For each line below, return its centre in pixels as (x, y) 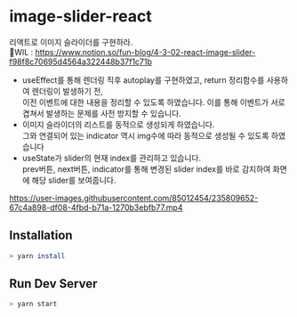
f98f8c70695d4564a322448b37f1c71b (81, 61)
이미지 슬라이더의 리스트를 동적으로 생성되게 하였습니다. (118, 124)
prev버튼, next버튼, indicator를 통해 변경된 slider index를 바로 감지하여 (146, 169)
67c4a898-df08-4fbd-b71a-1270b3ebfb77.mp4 (96, 207)
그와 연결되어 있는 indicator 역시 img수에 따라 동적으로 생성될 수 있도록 (145, 135)
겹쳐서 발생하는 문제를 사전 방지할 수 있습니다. (102, 113)
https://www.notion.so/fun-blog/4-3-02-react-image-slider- (145, 52)
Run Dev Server (53, 284)
